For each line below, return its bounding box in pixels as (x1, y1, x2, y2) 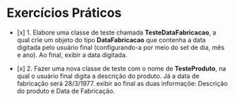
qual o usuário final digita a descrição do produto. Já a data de (16, 72, 200, 80)
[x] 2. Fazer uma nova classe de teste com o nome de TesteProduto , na (16, 64, 227, 72)
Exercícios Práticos (6, 5, 122, 21)
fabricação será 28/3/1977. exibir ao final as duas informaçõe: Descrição (16, 79, 228, 87)
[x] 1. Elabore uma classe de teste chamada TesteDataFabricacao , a (16, 28, 217, 37)
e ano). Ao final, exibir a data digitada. (16, 51, 128, 59)
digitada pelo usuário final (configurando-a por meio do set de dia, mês (16, 43, 225, 51)
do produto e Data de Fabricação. (16, 87, 116, 95)
